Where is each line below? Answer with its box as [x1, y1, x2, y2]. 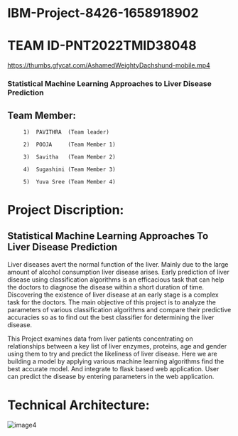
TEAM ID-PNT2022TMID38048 [7, 38, 197, 54]
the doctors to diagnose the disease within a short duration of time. [7, 282, 205, 291]
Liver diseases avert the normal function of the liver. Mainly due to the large [7, 260, 229, 268]
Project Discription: [7, 202, 124, 218]
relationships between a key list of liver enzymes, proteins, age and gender [7, 341, 227, 350]
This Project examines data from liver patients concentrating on [7, 334, 193, 343]
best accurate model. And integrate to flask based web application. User [7, 364, 220, 373]
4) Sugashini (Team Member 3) [23, 166, 116, 173]
